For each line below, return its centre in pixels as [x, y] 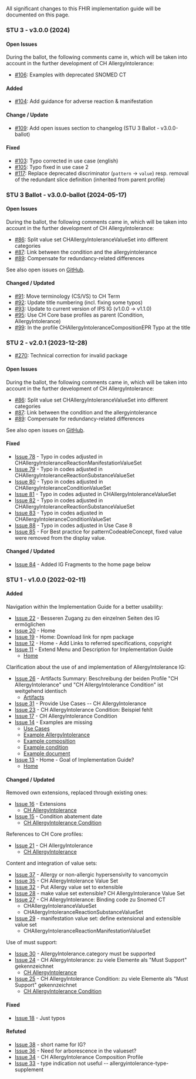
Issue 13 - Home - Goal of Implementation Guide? [74, 760]
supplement [29, 1069]
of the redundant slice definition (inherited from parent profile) [90, 180]
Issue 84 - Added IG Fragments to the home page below [83, 564]
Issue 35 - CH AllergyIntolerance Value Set [66, 881]
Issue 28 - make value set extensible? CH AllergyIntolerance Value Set [99, 894]
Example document [47, 753]
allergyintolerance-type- [139, 1063]
